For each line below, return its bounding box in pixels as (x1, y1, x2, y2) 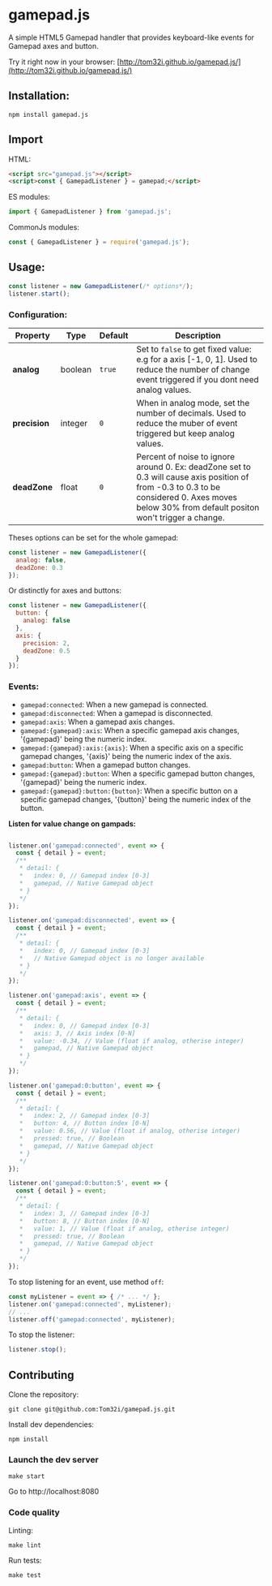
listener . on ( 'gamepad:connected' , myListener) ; (8, 1300, 172, 1308)
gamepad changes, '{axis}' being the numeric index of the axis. (19, 751, 232, 761)
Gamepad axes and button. (8, 41, 99, 50)
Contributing (8, 1368, 74, 1381)
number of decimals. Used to (136, 407, 247, 419)
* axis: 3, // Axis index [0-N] (19, 1029, 136, 1037)
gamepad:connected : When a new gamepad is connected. (19, 700, 209, 709)
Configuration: (8, 308, 67, 320)
